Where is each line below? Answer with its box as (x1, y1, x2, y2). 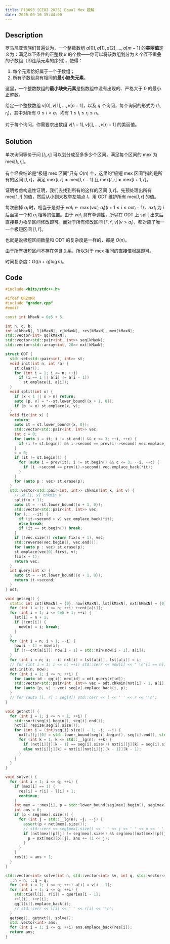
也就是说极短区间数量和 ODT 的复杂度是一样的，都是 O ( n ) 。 (5, 237, 130, 243)
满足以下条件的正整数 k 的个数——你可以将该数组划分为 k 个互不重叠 (18, 51, 162, 57)
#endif (5, 305, 19, 310)
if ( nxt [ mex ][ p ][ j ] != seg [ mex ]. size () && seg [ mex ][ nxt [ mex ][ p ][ (23, 831, 164, 836)
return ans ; (10, 930, 35, 935)
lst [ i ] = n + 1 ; (14, 615, 49, 620)
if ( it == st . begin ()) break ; (18, 526, 82, 531)
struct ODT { (5, 351, 33, 357)
